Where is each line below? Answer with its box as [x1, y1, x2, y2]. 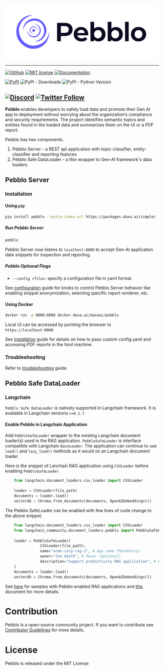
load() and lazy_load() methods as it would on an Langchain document [5, 448, 150, 454]
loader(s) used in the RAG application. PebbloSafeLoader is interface [5, 438, 142, 444]
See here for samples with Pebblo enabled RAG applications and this [5, 583, 143, 589]
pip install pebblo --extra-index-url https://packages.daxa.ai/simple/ [5, 214, 156, 219]
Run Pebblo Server [5, 225, 44, 231]
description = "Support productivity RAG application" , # [40, 559, 156, 564]
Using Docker [5, 301, 33, 307]
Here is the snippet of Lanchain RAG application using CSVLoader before [5, 463, 149, 469]
